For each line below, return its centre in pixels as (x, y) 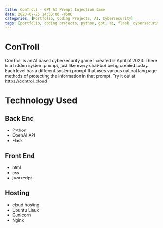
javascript (22, 178)
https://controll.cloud (26, 81)
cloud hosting (26, 205)
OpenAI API (24, 135)
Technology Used (41, 101)
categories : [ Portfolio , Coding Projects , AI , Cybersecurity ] (69, 18)
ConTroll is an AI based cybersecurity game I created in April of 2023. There (81, 61)
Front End (20, 156)
